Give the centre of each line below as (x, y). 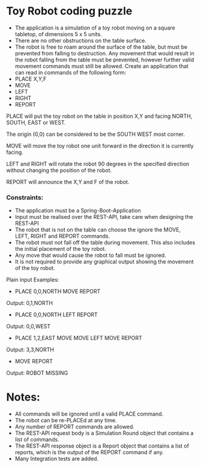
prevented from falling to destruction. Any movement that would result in (105, 53)
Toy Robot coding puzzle (69, 11)
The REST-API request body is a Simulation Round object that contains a (104, 433)
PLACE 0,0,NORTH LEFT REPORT (56, 315)
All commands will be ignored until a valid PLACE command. (89, 414)
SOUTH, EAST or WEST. (36, 122)
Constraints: (25, 197)
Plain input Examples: (33, 280)
